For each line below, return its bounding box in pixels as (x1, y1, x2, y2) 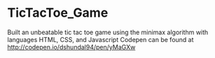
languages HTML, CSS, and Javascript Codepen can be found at (7, 35, 194, 43)
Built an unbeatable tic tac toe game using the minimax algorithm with (7, 28, 209, 36)
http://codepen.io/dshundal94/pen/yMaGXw (7, 43, 136, 51)
